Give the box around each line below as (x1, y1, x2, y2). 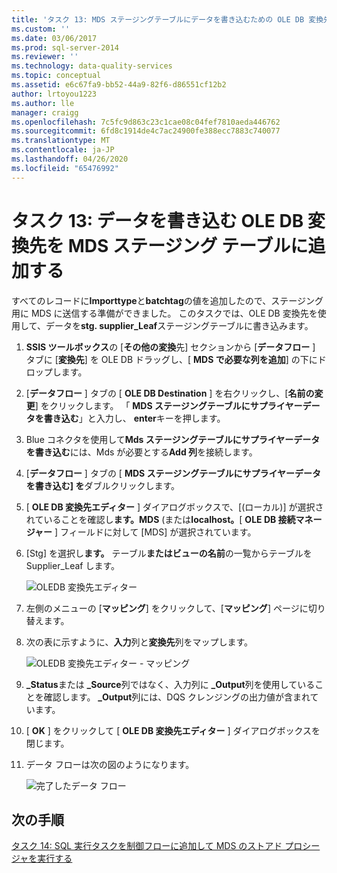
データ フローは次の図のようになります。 (25, 758, 195, 770)
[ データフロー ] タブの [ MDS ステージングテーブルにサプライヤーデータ (25, 467, 321, 479)
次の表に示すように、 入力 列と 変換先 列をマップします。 (25, 636, 253, 648)
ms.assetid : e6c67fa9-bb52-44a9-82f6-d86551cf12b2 (11, 80, 227, 90)
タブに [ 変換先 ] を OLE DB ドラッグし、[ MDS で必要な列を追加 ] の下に (25, 353, 318, 365)
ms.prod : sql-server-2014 (11, 42, 119, 53)
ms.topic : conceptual (11, 71, 102, 81)
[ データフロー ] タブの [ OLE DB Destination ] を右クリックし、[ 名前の (25, 387, 315, 399)
